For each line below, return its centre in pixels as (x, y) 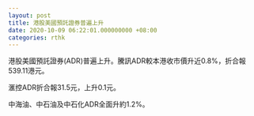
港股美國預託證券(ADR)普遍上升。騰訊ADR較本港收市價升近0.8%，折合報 (127, 61)
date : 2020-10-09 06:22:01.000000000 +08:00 (83, 30)
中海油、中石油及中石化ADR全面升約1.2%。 (79, 104)
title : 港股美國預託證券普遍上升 (56, 23)
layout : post (30, 15)
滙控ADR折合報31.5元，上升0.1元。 (64, 88)
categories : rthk (37, 37)
